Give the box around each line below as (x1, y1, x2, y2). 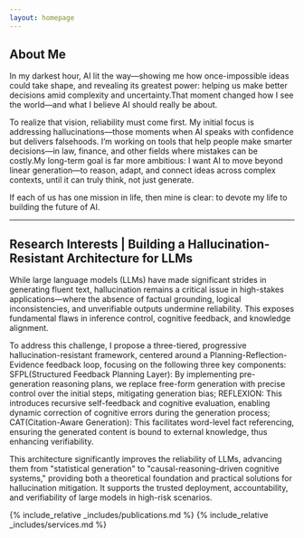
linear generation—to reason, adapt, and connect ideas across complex (9, 165, 276, 176)
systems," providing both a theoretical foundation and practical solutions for (9, 473, 292, 484)
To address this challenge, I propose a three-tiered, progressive (9, 340, 247, 351)
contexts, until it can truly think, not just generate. (9, 175, 195, 185)
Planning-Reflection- (209, 350, 288, 361)
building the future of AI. (9, 202, 100, 212)
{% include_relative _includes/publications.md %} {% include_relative (9, 510, 269, 521)
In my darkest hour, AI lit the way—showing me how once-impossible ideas (9, 71, 290, 81)
